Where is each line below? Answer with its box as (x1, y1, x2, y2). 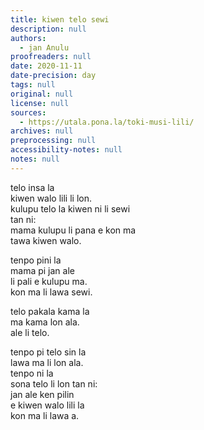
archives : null (10, 126, 74, 136)
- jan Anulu (19, 42, 70, 53)
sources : (10, 107, 47, 118)
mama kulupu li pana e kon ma (10, 224, 137, 236)
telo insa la (10, 181, 55, 193)
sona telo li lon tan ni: (10, 377, 98, 390)
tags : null (10, 80, 56, 90)
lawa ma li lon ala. (10, 356, 84, 368)
